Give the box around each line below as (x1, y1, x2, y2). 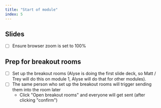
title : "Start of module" (5, 7, 58, 12)
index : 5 (5, 12, 23, 17)
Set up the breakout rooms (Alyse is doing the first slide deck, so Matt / (12, 71, 156, 77)
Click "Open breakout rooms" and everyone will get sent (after (19, 92, 145, 98)
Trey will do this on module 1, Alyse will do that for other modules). (12, 76, 146, 82)
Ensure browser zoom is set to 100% (12, 43, 87, 49)
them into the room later (12, 87, 61, 93)
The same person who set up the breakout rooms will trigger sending (12, 81, 152, 87)
